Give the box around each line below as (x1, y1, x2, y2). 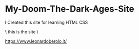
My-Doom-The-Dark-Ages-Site (5, 3, 135, 15)
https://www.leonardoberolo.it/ (5, 38, 67, 44)
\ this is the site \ (5, 29, 39, 34)
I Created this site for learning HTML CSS (5, 19, 88, 25)
